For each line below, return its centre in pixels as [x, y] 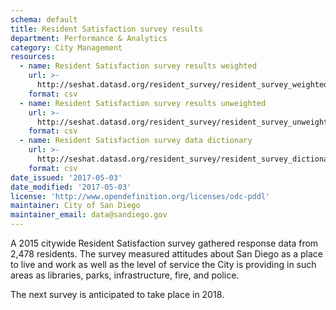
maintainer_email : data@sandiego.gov [89, 215]
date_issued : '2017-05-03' [66, 177]
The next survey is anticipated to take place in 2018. [117, 294]
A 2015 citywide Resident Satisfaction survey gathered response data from [164, 243]
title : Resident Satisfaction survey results [106, 29]
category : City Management [66, 47]
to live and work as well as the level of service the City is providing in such [163, 264]
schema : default [44, 19]
